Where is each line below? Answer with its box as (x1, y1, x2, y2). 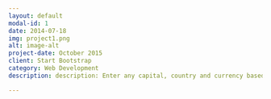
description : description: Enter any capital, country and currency (8, 72, 244, 80)
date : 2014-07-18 (8, 27, 67, 35)
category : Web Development (8, 64, 99, 72)
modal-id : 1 (8, 19, 48, 27)
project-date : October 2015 (8, 49, 103, 57)
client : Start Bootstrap (8, 57, 92, 65)
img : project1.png (8, 34, 70, 43)
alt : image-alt (8, 42, 60, 50)
